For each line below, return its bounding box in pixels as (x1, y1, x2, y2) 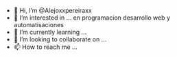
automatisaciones (13, 21, 64, 28)
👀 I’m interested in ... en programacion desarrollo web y (13, 14, 170, 22)
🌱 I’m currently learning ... (13, 28, 87, 36)
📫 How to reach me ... (13, 43, 78, 51)
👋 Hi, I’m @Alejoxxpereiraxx (13, 7, 93, 14)
